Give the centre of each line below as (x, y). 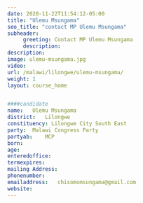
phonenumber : (26, 176)
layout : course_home (38, 85)
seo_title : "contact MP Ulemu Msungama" (67, 27)
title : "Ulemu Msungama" (43, 20)
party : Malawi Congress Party (53, 130)
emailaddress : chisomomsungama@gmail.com (72, 182)
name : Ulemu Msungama (42, 111)
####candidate (28, 104)
